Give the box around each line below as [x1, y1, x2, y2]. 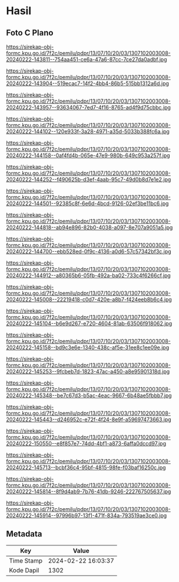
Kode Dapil [9, 566, 39, 574]
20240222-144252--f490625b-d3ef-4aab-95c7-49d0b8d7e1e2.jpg [6, 176, 171, 183]
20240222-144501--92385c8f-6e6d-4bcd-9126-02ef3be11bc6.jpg [6, 200, 169, 207]
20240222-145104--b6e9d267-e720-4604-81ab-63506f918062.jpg [6, 320, 173, 327]
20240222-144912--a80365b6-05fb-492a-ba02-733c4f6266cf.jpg [6, 272, 171, 279]
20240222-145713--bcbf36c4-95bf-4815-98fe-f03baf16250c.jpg [6, 464, 166, 471]
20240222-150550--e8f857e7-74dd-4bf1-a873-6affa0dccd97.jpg [6, 440, 167, 447]
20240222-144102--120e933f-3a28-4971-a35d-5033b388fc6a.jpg [6, 128, 170, 135]
